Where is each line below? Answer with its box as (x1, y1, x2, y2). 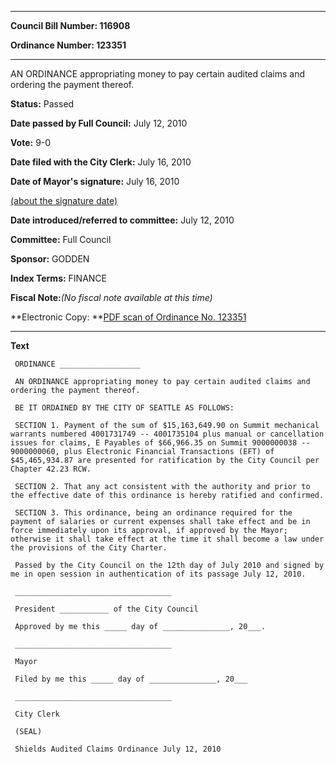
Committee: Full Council (10, 234, 112, 245)
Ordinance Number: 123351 (10, 39, 127, 51)
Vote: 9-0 (10, 137, 52, 148)
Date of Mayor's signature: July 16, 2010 (10, 176, 180, 187)
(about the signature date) (10, 195, 118, 206)
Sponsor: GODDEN (10, 253, 90, 265)
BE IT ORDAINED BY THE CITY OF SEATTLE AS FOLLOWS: (14, 403, 235, 413)
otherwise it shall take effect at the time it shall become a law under (10, 534, 325, 544)
